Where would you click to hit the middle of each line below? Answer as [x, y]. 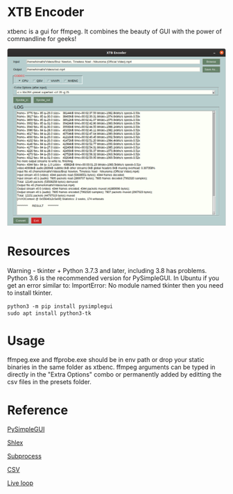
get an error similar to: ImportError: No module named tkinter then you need [115, 285]
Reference [37, 410]
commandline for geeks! [42, 38]
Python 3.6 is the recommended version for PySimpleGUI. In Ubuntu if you [113, 278]
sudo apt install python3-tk [49, 313]
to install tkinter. [30, 293]
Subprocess [24, 456]
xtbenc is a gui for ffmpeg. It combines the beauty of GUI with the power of [114, 31]
